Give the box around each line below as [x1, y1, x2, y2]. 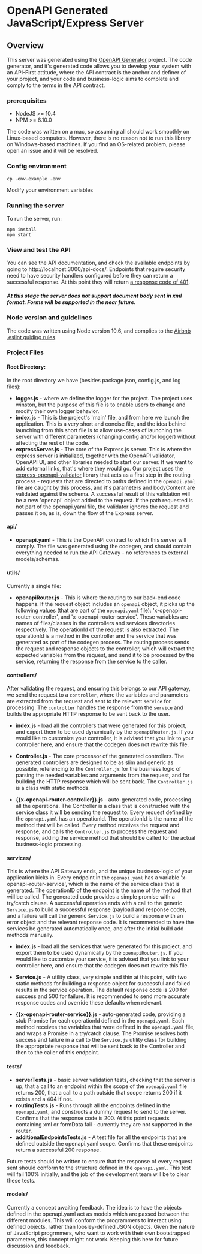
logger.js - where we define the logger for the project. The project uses [15, 394, 193, 402]
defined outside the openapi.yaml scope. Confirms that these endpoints [15, 1140, 194, 1147]
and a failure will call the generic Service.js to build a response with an [7, 912, 183, 920]
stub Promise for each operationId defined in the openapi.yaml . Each [15, 1017, 185, 1024]
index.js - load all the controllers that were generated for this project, [15, 722, 187, 729]
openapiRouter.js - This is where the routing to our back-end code [15, 594, 182, 601]
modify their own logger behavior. [15, 407, 100, 414]
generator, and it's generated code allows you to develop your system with [7, 62, 191, 70]
